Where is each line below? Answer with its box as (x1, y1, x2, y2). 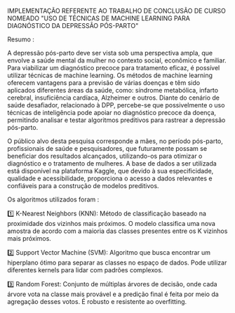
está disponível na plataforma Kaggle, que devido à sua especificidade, (7, 167, 214, 175)
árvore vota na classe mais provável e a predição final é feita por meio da (7, 290, 219, 298)
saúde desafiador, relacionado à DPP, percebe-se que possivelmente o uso (7, 101, 225, 109)
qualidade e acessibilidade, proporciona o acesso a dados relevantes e (7, 174, 213, 182)
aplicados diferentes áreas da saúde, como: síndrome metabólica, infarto (7, 86, 219, 94)
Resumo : (7, 35, 35, 44)
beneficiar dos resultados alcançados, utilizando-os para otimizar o (7, 152, 203, 160)
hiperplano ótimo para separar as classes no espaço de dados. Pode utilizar (7, 258, 227, 267)
